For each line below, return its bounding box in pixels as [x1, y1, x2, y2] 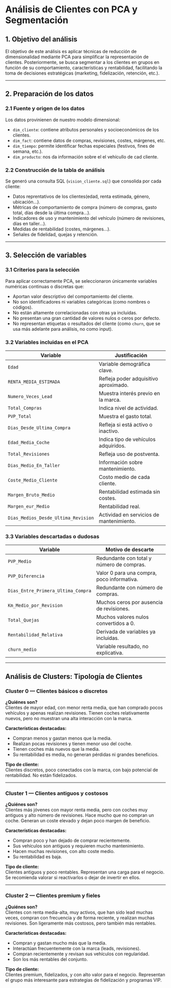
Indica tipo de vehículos [99, 435, 156, 443]
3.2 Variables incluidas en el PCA [5, 338, 89, 346]
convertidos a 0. [96, 620, 135, 627]
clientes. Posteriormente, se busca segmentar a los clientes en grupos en [5, 59, 159, 65]
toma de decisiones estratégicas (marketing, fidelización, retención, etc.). [5, 70, 160, 76]
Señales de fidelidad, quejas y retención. [12, 231, 98, 237]
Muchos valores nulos [96, 613, 149, 621]
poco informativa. [96, 576, 138, 583]
